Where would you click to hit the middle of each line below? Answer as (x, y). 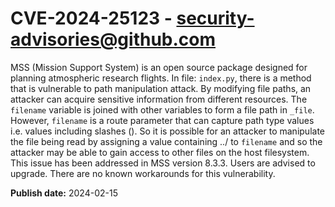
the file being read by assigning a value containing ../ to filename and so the (166, 141)
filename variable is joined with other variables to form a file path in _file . (162, 109)
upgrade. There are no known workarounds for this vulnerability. (143, 173)
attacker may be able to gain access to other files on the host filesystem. (160, 152)
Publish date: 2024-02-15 (64, 193)
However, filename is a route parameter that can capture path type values (162, 120)
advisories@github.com (113, 39)
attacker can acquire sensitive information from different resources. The (159, 99)
